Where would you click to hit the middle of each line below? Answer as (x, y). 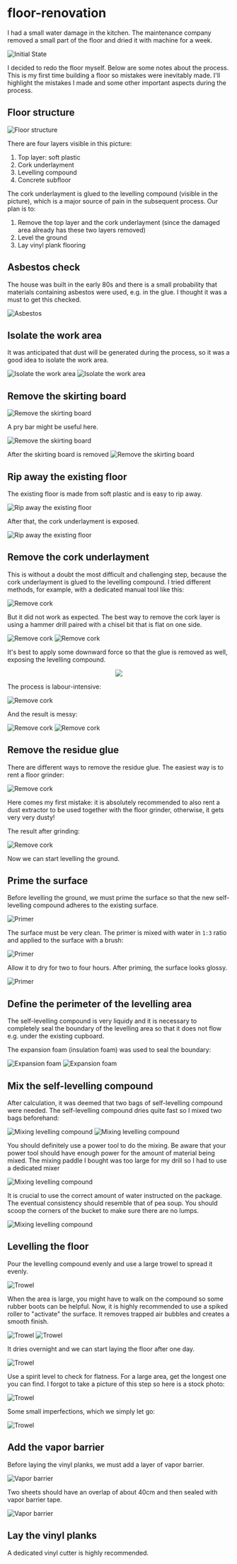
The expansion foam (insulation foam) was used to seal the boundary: (109, 1050)
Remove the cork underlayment (79, 557)
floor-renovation (57, 13)
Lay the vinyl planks (52, 1536)
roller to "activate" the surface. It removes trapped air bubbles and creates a (118, 1314)
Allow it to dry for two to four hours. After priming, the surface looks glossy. (117, 968)
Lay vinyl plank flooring (52, 245)
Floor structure (41, 112)
